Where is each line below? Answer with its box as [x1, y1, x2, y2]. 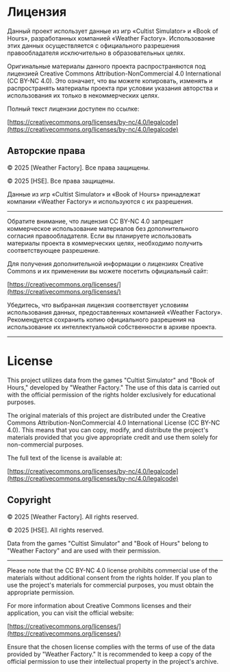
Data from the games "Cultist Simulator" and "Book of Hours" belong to [7, 539, 209, 547]
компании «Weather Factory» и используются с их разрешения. [7, 197, 194, 205]
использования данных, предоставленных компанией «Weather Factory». [7, 308, 222, 316]
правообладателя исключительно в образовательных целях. [7, 49, 186, 57]
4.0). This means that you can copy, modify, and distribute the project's [7, 425, 209, 434]
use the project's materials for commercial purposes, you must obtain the [7, 581, 214, 589]
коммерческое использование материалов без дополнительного [7, 224, 199, 232]
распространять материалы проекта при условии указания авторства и [7, 84, 218, 92]
